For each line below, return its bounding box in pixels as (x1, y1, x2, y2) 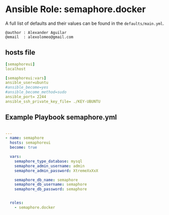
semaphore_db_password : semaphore (14, 187, 87, 192)
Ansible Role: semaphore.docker (5, 4, 146, 15)
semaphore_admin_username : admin (14, 163, 85, 168)
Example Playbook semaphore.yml (5, 113, 117, 122)
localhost (5, 66, 26, 71)
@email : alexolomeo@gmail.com (5, 34, 73, 39)
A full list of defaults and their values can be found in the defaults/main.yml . (5, 20, 164, 26)
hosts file (5, 48, 35, 57)
